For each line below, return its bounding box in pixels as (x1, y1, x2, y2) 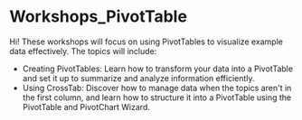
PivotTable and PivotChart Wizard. (22, 101, 151, 112)
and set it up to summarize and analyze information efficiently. (22, 72, 255, 83)
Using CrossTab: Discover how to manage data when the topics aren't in (22, 82, 292, 93)
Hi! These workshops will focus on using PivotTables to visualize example (9, 36, 283, 47)
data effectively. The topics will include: (9, 45, 157, 56)
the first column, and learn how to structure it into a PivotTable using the (22, 92, 292, 103)
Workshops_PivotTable (9, 6, 188, 27)
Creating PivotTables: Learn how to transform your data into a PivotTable (22, 63, 294, 74)
